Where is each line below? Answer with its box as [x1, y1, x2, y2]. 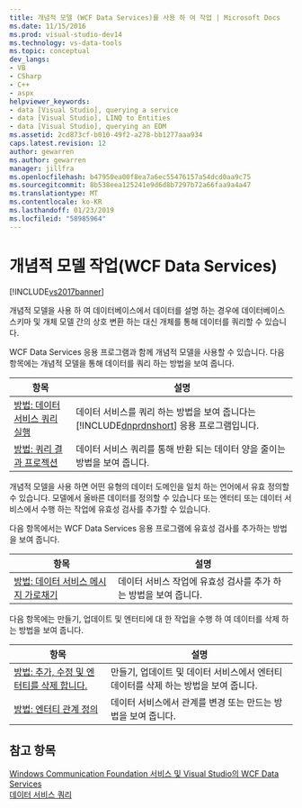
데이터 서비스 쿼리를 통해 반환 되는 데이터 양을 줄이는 [75, 442, 286, 455]
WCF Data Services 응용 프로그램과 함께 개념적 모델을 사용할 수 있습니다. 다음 [9, 346, 285, 357]
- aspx [9, 88, 34, 97]
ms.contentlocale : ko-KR [9, 197, 102, 207]
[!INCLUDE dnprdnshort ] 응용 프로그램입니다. [75, 419, 259, 431]
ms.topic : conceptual [9, 47, 91, 56]
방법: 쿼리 [13, 442, 52, 455]
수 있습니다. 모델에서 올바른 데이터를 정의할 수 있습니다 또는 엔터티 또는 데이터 [9, 492, 283, 503]
